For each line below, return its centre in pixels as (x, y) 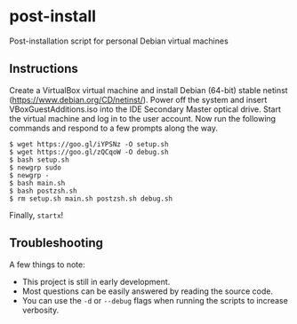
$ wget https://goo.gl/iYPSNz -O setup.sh (89, 144)
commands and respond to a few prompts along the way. (113, 128)
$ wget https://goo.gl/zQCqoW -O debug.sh (89, 152)
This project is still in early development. (96, 281)
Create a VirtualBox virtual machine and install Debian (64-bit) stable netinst (148, 90)
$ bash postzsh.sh (43, 191)
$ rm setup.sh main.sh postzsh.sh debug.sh (91, 198)
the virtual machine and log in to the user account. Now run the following (143, 118)
